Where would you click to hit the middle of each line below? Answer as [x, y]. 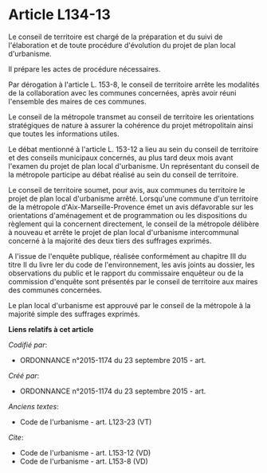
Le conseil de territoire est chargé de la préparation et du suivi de [116, 37]
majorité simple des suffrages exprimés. [74, 314]
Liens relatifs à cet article [51, 329]
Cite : [16, 437]
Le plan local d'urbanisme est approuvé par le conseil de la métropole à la [130, 305]
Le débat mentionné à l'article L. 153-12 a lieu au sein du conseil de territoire [133, 149]
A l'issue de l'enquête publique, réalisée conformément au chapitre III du [128, 256]
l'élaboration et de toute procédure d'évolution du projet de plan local [122, 45]
